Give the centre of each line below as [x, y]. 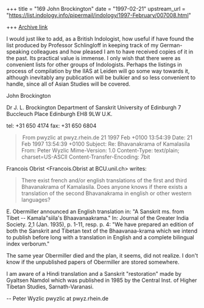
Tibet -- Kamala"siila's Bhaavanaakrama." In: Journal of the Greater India [97, 218]
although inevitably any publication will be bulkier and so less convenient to [101, 77]
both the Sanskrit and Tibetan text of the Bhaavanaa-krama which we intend [102, 231]
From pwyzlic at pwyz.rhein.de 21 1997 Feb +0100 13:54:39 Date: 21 [107, 137]
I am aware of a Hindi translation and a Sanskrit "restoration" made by [94, 274]
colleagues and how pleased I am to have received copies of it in [112, 52]
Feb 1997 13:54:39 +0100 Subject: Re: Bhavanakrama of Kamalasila [106, 144]
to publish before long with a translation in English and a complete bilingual [100, 237]
